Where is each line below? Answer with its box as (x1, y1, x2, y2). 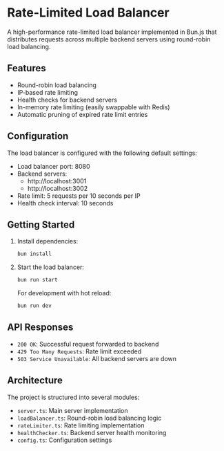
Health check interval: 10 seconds (17, 199, 114, 207)
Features (7, 62, 46, 74)
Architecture (7, 375, 63, 387)
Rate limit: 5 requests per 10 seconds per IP (17, 192, 141, 200)
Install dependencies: (17, 237, 79, 246)
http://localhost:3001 (27, 176, 87, 185)
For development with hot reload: (17, 289, 112, 297)
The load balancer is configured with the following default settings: (7, 149, 198, 157)
